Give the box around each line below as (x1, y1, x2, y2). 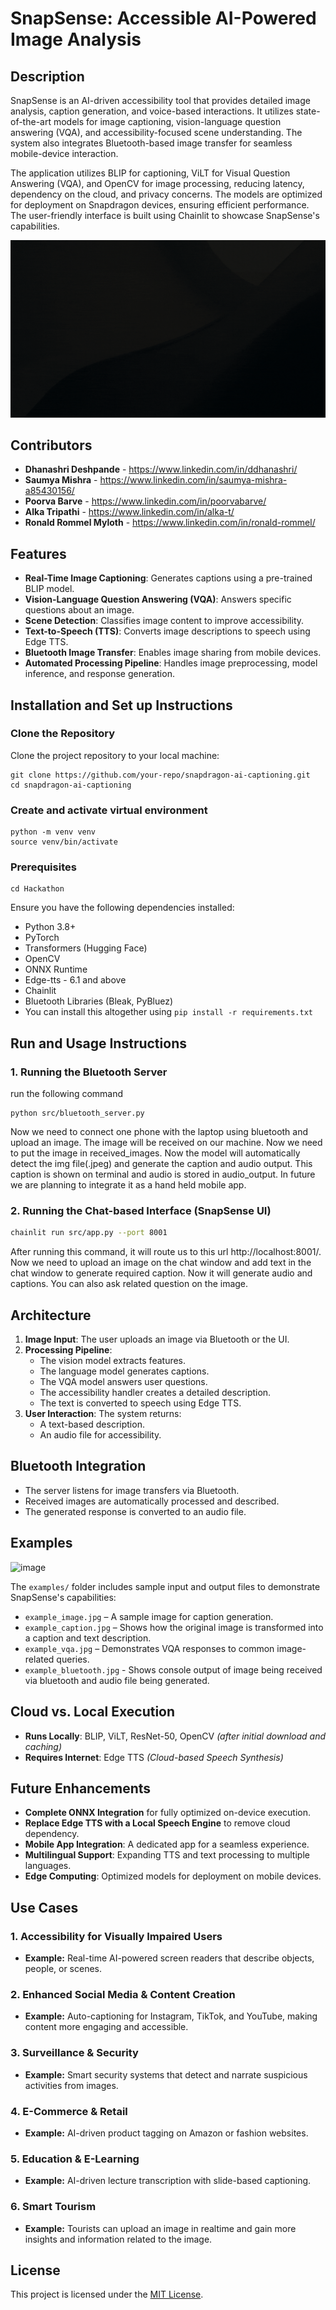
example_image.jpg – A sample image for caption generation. (24, 1610, 274, 1622)
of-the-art (10, 116, 52, 127)
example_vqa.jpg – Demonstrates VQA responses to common (24, 1642, 275, 1654)
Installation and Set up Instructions (10, 697, 233, 714)
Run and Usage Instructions (10, 1035, 187, 1052)
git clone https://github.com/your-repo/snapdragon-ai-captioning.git (10, 770, 311, 780)
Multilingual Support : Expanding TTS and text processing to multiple (24, 1849, 310, 1861)
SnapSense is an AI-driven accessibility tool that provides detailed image (10, 95, 311, 106)
